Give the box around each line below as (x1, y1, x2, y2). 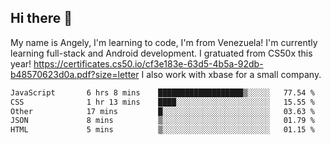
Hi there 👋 (10, 10, 73, 27)
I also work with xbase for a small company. (141, 68, 322, 80)
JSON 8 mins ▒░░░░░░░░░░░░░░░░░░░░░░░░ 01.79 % (10, 116, 315, 126)
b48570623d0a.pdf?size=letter (10, 68, 140, 80)
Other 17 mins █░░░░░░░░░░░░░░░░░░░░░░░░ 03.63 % (10, 106, 315, 116)
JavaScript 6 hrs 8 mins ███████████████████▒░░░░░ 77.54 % (10, 87, 315, 98)
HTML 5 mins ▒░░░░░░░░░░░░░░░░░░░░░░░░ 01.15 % (10, 125, 315, 135)
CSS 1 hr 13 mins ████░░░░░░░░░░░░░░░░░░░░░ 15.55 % (10, 97, 315, 107)
